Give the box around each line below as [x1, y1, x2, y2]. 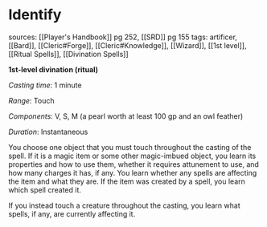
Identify [8, 6, 62, 24]
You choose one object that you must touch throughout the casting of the [8, 142, 252, 152]
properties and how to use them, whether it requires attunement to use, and [8, 159, 260, 169]
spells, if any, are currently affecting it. [8, 209, 136, 218]
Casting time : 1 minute [8, 80, 82, 90]
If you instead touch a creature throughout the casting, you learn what [8, 201, 240, 210]
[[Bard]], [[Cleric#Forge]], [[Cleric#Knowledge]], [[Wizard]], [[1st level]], [8, 40, 247, 50]
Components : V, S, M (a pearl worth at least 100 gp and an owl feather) [8, 111, 244, 121]
